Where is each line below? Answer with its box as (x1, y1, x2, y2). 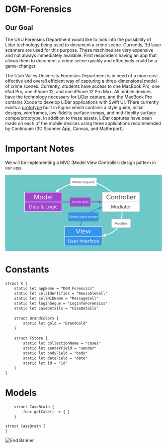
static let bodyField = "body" (23, 350, 88, 356)
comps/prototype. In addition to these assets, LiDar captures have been (5, 115, 152, 121)
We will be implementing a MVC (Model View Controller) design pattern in (5, 159, 156, 165)
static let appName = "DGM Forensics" (14, 286, 94, 291)
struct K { (5, 281, 28, 286)
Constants (5, 264, 49, 275)
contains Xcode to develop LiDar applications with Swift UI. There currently (5, 99, 159, 105)
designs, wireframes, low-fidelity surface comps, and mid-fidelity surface (5, 110, 156, 116)
